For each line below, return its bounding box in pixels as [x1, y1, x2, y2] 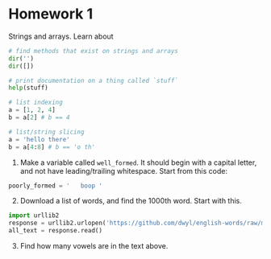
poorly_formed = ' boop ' [8, 182, 103, 190]
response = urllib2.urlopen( [8, 219, 106, 228]
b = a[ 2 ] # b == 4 [8, 113, 70, 121]
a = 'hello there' [8, 135, 70, 143]
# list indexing [8, 98, 63, 107]
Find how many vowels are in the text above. [19, 241, 169, 251]
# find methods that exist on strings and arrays [8, 47, 179, 55]
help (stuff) [8, 84, 48, 92]
